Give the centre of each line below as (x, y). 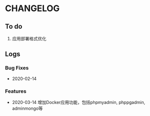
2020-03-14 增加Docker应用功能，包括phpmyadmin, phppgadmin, (79, 102)
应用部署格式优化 (29, 39)
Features (16, 91)
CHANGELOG (32, 8)
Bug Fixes (17, 68)
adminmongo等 (27, 108)
